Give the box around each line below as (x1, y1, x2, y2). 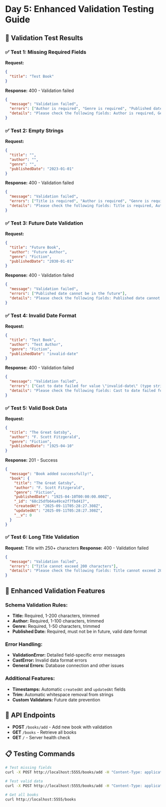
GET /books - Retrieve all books (12, 729, 77, 735)
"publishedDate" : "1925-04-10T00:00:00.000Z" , (14, 494, 112, 499)
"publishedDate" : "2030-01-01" (9, 259, 74, 264)
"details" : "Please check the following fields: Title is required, (9, 203, 154, 208)
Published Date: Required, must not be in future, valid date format (12, 628, 147, 634)
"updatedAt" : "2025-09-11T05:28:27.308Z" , (14, 508, 103, 513)
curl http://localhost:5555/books (5, 797, 77, 802)
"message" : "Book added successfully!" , (9, 472, 94, 476)
